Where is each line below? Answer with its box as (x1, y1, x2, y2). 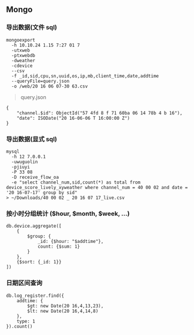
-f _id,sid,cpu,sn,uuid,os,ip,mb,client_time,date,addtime (11, 73, 159, 79)
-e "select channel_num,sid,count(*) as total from (11, 179, 141, 185)
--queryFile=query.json (11, 78, 69, 84)
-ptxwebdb (11, 52, 35, 58)
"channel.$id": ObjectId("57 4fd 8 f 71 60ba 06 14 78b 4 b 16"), (16, 110, 183, 116)
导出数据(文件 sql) (6, 23, 58, 32)
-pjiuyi (11, 164, 31, 170)
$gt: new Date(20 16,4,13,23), (27, 303, 104, 309)
